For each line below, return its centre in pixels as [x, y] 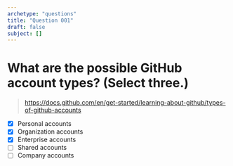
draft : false [26, 27]
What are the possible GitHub [95, 68]
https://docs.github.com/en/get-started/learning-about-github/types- [125, 103]
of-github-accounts [53, 110]
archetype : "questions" [42, 14]
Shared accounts [42, 148]
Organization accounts [50, 132]
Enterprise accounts [47, 140]
